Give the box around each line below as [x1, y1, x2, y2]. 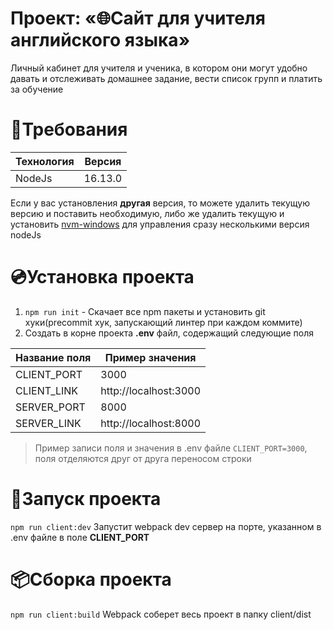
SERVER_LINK [15, 416, 82, 430]
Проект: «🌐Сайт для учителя [10, 7, 266, 30]
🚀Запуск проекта [10, 488, 162, 510]
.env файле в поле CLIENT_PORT [10, 531, 150, 543]
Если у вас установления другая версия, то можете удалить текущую [10, 197, 310, 209]
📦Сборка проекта [10, 568, 172, 591]
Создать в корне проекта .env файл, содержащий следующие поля [24, 327, 315, 339]
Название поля [15, 350, 92, 364]
